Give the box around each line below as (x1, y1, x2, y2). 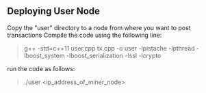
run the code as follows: (7, 64, 75, 72)
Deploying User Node (7, 5, 101, 17)
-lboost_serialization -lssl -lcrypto (66, 51, 162, 59)
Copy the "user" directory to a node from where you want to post (7, 23, 191, 31)
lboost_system (23, 51, 65, 59)
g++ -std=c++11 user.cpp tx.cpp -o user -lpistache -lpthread (23, 44, 195, 52)
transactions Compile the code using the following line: (7, 31, 162, 39)
